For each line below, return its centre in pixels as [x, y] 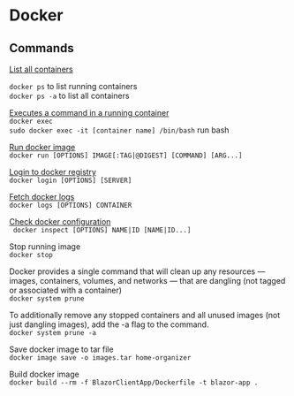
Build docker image [44, 374]
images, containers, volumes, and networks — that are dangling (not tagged [147, 281]
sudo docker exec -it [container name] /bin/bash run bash [119, 130]
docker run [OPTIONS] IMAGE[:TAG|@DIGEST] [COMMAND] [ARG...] [126, 156]
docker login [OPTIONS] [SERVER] [71, 180]
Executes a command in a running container [89, 113]
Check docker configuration [60, 221]
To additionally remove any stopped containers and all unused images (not [145, 315]
